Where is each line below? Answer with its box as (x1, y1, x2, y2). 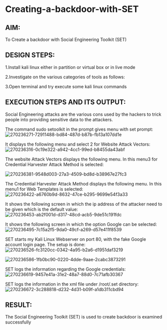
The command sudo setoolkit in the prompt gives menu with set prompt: (5, 126, 154, 132)
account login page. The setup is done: (5, 241, 86, 247)
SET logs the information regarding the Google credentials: (5, 266, 126, 272)
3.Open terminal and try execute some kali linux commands (5, 83, 127, 89)
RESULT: (5, 301, 32, 310)
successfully (5, 319, 31, 325)
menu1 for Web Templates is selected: (5, 186, 83, 192)
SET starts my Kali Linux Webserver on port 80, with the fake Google (5, 236, 146, 242)
